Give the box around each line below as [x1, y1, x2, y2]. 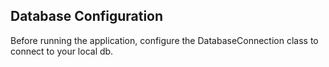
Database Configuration [10, 8, 164, 25]
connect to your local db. [10, 45, 114, 57]
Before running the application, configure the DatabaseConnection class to [10, 34, 319, 46]
